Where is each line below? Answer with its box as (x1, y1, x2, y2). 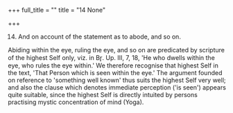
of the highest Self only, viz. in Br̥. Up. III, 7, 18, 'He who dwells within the (8, 54, 216, 61)
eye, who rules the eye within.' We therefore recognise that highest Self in (8, 61, 219, 70)
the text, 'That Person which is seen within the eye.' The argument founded (8, 69, 223, 76)
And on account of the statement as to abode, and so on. (17, 32, 181, 41)
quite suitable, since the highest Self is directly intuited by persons (8, 91, 198, 99)
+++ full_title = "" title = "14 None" (8, 6, 106, 14)
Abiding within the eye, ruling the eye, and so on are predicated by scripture (8, 46, 225, 54)
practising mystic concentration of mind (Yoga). (8, 98, 144, 106)
